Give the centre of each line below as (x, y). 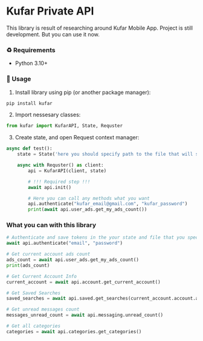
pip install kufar (29, 103)
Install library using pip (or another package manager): (83, 92)
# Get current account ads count (48, 254)
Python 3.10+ (31, 63)
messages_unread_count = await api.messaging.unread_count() (85, 315)
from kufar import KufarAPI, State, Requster (64, 126)
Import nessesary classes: (48, 115)
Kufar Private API (50, 11)
